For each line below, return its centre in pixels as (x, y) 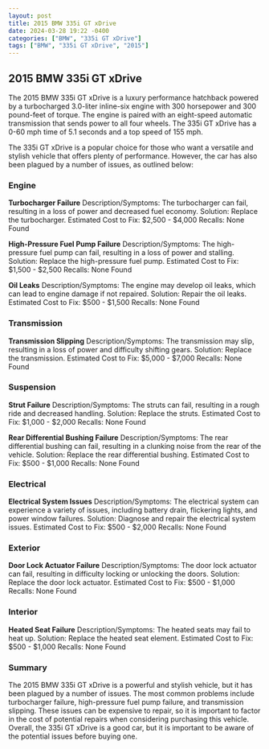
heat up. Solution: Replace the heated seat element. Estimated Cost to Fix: (131, 638)
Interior (23, 612)
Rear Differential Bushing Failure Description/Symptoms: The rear (118, 437)
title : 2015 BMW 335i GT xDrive (62, 23)
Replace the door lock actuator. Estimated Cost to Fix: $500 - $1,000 (122, 582)
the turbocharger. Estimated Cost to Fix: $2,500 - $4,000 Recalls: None (126, 220)
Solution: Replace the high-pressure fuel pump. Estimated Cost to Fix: (124, 261)
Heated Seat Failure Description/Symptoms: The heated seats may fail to (130, 629)
